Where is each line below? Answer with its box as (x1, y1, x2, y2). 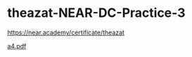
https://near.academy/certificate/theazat (7, 28, 125, 37)
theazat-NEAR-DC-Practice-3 (7, 5, 186, 21)
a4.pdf (7, 42, 27, 50)
